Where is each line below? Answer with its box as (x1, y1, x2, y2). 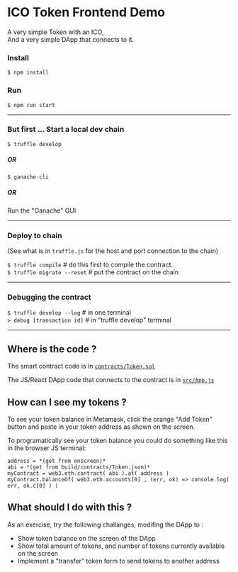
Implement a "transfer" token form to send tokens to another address (17, 556, 220, 565)
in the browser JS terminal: (7, 444, 86, 452)
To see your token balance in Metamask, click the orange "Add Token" (7, 415, 212, 423)
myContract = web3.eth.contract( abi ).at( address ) (7, 469, 170, 477)
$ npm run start (7, 101, 55, 108)
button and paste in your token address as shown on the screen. (7, 422, 195, 431)
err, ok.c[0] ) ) (7, 482, 59, 489)
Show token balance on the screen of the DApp (17, 534, 156, 542)
